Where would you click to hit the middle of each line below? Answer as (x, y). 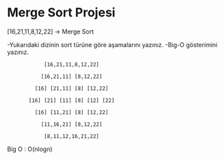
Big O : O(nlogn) (30, 149)
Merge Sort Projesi (61, 13)
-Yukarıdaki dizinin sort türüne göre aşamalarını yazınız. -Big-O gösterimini (112, 44)
